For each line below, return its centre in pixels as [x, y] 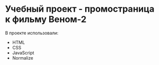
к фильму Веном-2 [46, 19]
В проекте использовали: [32, 33]
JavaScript [23, 53]
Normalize [23, 58]
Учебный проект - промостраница [80, 9]
